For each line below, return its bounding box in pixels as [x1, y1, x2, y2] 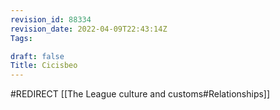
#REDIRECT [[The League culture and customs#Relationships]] [10, 88, 271, 100]
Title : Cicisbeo [10, 61, 78, 71]
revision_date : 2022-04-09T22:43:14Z [10, 24, 168, 34]
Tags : [10, 33, 33, 43]
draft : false [10, 51, 65, 61]
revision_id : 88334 [10, 14, 92, 25]
